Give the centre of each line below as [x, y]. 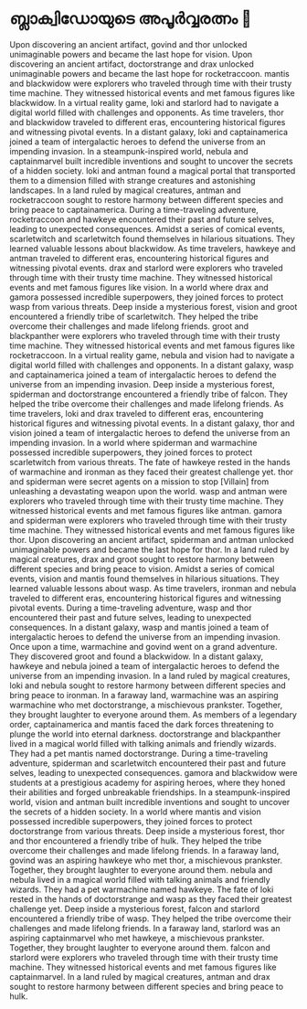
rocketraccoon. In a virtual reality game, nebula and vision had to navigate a [152, 355]
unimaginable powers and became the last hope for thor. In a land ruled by [149, 549]
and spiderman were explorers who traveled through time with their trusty [148, 520]
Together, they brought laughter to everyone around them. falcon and [140, 947]
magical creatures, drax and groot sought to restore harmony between [142, 559]
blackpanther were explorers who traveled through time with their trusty [145, 335]
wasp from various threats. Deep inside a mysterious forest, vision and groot [153, 306]
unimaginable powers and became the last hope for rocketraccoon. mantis [149, 73]
